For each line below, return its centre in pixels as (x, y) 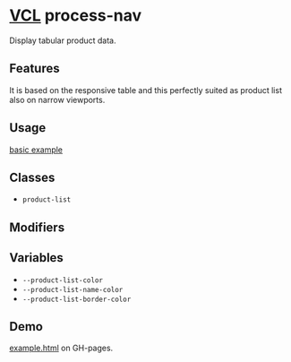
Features (34, 69)
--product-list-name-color (73, 289)
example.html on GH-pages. (61, 348)
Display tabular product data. (63, 40)
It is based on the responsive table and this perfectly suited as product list (145, 90)
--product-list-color (62, 280)
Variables (37, 258)
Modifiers (37, 227)
